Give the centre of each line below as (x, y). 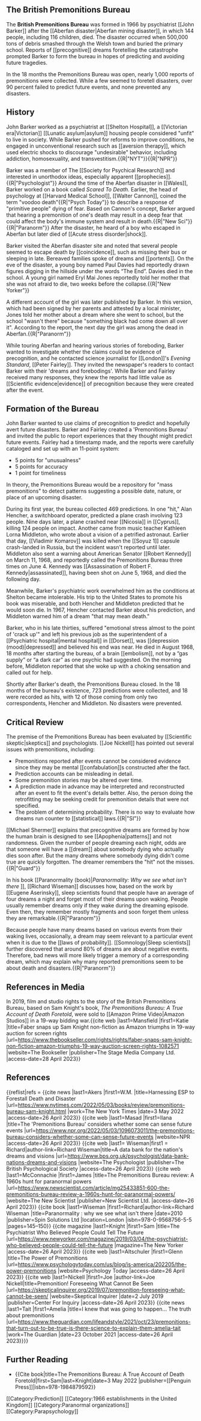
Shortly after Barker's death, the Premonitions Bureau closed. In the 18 (93, 684)
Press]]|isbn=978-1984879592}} (55, 1387)
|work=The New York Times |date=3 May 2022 (126, 1111)
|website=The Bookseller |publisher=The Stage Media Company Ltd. (91, 1053)
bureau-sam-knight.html (36, 1111)
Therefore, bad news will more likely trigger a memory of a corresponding (97, 955)
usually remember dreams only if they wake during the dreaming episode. (97, 906)
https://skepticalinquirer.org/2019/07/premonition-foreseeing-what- (101, 1290)
